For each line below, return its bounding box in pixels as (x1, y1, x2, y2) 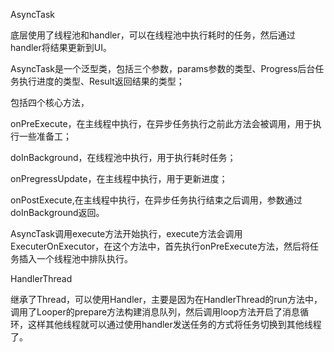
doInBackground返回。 (10, 207, 105, 218)
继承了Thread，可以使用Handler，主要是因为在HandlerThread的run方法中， (10, 294, 323, 305)
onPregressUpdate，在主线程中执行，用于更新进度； (10, 173, 228, 184)
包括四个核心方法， (10, 97, 90, 108)
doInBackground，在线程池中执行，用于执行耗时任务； (10, 152, 237, 163)
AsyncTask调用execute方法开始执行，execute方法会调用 (10, 228, 243, 239)
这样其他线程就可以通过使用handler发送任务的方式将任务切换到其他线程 (27, 319, 322, 330)
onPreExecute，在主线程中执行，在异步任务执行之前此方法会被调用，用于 (10, 118, 313, 129)
